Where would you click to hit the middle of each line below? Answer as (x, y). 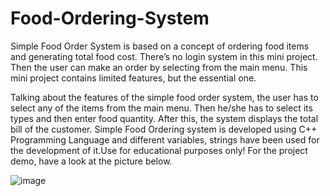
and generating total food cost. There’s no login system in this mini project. (164, 56)
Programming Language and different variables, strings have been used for (165, 139)
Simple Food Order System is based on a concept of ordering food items (160, 46)
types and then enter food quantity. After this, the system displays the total (164, 118)
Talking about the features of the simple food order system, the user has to (164, 97)
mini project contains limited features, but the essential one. (133, 78)
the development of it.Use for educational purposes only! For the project (159, 150)
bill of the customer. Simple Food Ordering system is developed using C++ (164, 129)
